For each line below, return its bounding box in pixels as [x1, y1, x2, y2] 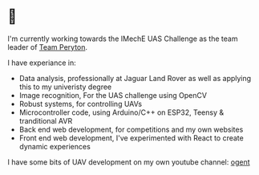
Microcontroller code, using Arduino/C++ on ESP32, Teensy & [18, 108, 225, 117]
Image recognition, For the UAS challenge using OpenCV [18, 90, 208, 100]
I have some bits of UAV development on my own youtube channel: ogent [7, 157, 250, 167]
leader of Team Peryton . [7, 42, 88, 51]
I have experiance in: [7, 58, 77, 67]
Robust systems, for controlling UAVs [18, 99, 142, 108]
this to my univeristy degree [18, 82, 112, 92]
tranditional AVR [18, 116, 73, 125]
